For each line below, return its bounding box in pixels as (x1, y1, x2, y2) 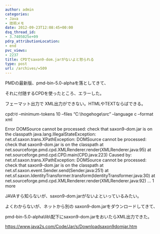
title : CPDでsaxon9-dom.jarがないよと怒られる (5, 57, 94, 62)
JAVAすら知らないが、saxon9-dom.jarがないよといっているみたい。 (5, 193, 142, 199)
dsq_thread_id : (5, 30, 36, 35)
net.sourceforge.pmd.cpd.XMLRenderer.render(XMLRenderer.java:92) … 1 (5, 178, 154, 183)
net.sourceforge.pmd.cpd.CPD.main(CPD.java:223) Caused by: (5, 152, 132, 157)
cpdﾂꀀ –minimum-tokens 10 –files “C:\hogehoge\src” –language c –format (5, 111, 154, 117)
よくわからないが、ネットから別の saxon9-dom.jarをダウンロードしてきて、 (5, 203, 158, 209)
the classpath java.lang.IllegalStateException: (5, 131, 96, 137)
